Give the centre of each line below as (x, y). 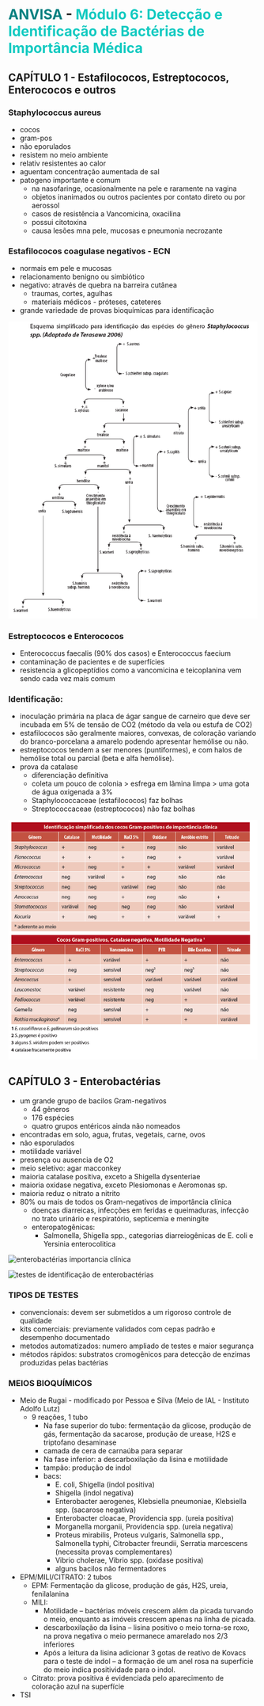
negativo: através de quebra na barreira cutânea (98, 285)
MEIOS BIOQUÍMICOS (50, 1383)
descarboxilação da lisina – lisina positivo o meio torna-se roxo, (147, 1628)
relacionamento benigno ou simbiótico (82, 277)
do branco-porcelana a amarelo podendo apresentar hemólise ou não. (134, 741)
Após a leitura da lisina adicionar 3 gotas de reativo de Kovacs (145, 1653)
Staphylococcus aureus (55, 112)
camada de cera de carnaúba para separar (113, 1451)
